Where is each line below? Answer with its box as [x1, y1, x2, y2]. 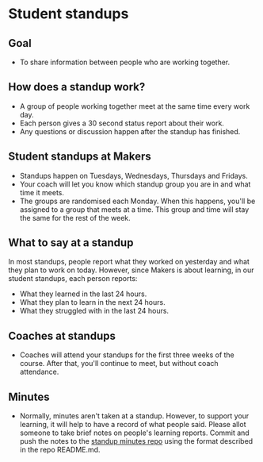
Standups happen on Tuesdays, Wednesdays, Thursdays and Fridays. [19, 171, 248, 180]
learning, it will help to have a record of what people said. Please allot [19, 420, 247, 429]
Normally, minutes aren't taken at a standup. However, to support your [19, 411, 250, 421]
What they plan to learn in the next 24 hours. [19, 298, 166, 307]
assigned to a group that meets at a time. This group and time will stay [19, 204, 250, 214]
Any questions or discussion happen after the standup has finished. [19, 126, 241, 136]
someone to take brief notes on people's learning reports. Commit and [19, 428, 250, 437]
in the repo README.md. [19, 445, 101, 455]
